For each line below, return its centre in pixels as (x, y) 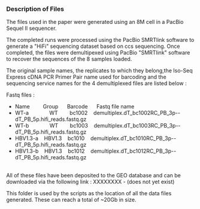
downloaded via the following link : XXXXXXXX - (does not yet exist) (90, 182)
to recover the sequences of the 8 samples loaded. (69, 59)
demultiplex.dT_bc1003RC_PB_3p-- (137, 126)
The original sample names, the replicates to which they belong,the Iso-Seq (99, 71)
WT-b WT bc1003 (51, 126)
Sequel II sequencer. (31, 28)
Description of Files (35, 9)
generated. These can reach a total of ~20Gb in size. (71, 200)
